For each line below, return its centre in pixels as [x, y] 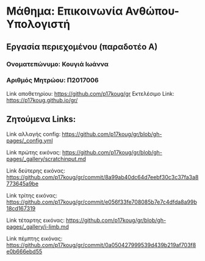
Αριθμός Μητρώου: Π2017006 [52, 80]
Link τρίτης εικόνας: [32, 195]
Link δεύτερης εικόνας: [36, 170]
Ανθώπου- [152, 11]
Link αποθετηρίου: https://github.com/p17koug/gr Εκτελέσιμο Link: [90, 93]
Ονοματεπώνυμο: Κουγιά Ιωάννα [57, 64]
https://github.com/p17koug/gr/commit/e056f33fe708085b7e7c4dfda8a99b [102, 202]
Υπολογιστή [38, 24]
